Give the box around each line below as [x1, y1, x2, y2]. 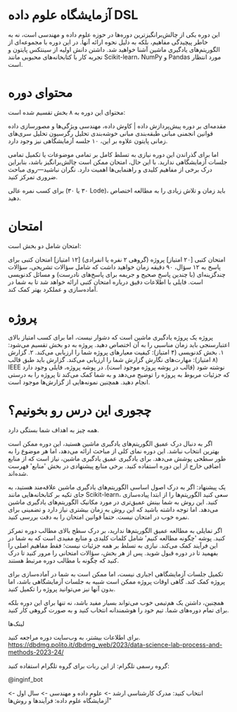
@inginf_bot [8, 675, 43, 683]
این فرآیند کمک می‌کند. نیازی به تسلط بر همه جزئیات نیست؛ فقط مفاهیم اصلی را [8, 541, 218, 550]
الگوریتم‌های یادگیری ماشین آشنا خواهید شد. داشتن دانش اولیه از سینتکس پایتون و [8, 45, 220, 53]
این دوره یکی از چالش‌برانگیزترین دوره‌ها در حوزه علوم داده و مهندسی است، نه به [8, 30, 220, 39]
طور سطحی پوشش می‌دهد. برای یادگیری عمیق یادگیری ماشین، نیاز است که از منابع [8, 454, 226, 462]
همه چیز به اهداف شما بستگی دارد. [8, 425, 99, 434]
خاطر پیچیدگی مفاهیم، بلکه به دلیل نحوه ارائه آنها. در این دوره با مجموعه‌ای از [8, 37, 208, 46]
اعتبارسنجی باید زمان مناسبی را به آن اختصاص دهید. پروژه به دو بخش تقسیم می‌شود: [8, 340, 230, 349]
